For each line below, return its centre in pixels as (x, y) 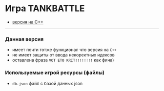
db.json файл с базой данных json (47, 83)
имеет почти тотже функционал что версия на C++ (64, 50)
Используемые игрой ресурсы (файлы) (55, 73)
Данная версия (24, 39)
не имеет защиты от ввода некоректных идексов (63, 55)
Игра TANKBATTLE (45, 9)
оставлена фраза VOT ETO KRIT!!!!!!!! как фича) (63, 60)
